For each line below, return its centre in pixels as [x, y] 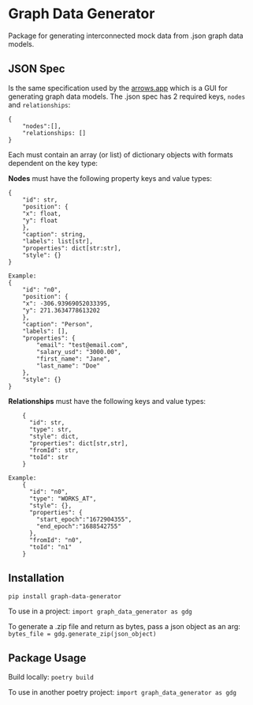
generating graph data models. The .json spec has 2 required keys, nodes [127, 96]
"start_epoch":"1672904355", [84, 519]
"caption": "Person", [58, 324]
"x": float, [42, 213]
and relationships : [39, 104]
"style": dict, [54, 436]
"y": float [40, 221]
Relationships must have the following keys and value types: [107, 401]
